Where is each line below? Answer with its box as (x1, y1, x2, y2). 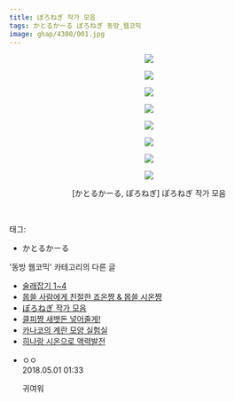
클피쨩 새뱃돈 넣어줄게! (21, 314, 101, 325)
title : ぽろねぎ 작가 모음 (9, 12, 96, 22)
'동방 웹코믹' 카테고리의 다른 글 (9, 262, 116, 272)
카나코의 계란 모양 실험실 (21, 325, 108, 335)
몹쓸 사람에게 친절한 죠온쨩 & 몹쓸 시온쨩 (21, 292, 162, 303)
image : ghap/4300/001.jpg (9, 29, 105, 38)
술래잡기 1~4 (21, 280, 67, 291)
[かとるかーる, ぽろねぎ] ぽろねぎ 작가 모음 (72, 188, 226, 199)
